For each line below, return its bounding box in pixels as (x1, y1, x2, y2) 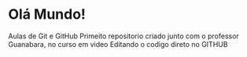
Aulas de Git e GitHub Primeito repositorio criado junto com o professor (8, 31, 240, 41)
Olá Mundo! (8, 5, 87, 23)
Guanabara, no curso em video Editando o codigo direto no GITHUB (8, 39, 228, 48)
